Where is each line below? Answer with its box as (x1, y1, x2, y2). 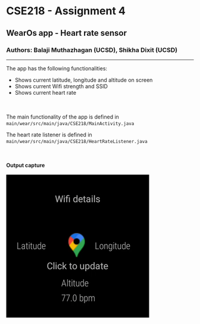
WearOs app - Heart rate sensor (6, 28, 127, 38)
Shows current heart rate (14, 89, 76, 96)
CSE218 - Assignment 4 (6, 4, 126, 18)
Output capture (6, 161, 45, 169)
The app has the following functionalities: (6, 64, 108, 72)
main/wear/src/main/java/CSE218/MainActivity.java (6, 120, 135, 126)
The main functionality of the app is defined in (6, 113, 119, 120)
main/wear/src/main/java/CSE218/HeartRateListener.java (6, 138, 148, 144)
